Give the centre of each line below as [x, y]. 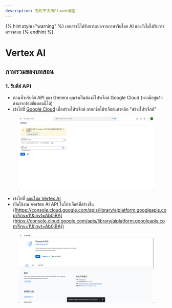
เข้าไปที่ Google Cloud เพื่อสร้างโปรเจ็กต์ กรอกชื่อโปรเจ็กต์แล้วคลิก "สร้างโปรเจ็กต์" [84, 109]
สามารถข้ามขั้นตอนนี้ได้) [33, 103]
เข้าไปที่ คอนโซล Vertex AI [37, 198]
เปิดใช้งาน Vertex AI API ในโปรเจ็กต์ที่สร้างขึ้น [53, 204]
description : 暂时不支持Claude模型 [40, 11]
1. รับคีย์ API [18, 86]
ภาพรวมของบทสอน [29, 72]
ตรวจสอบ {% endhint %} [29, 32]
